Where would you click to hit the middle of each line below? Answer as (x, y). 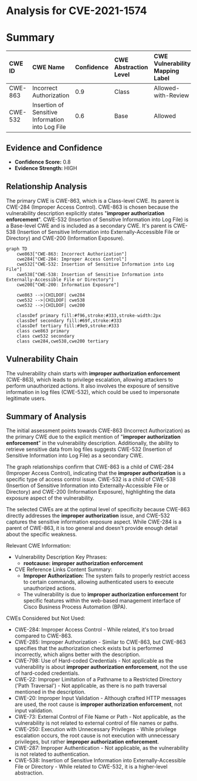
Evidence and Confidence (54, 148)
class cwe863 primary (43, 331)
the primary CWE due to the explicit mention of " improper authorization (93, 437)
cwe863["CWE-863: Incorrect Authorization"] (72, 254)
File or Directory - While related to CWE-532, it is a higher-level (91, 767)
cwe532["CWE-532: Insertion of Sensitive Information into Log (96, 264)
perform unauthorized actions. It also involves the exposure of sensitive (93, 386)
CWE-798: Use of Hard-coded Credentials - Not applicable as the (94, 661)
